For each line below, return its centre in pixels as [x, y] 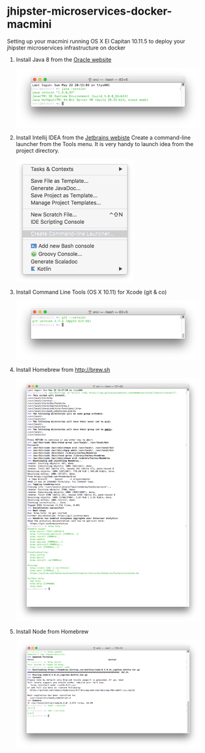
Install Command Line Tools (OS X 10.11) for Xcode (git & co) [91, 292]
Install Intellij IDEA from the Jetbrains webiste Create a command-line [103, 137]
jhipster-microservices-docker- [90, 11]
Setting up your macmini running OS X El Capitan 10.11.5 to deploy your [96, 41]
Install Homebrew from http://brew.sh [63, 370]
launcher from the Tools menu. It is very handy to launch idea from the [105, 144]
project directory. [38, 150]
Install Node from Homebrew [52, 632]
